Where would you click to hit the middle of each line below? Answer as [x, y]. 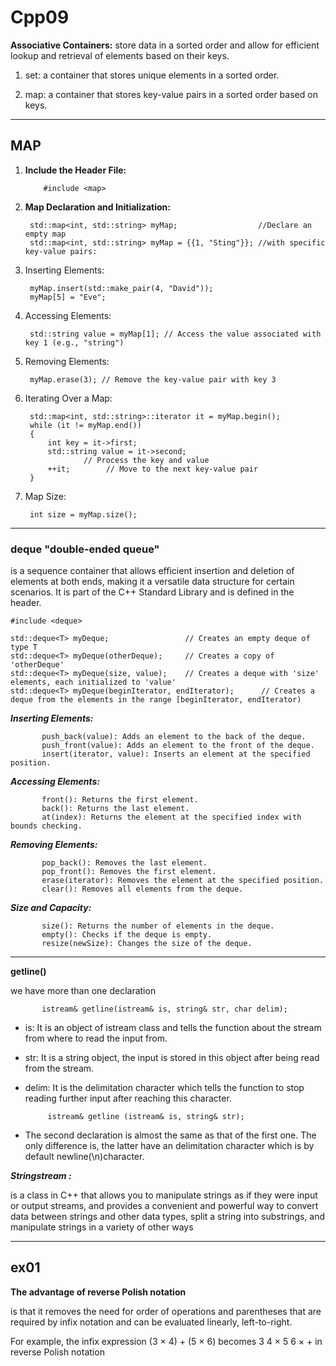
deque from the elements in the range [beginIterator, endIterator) [156, 700]
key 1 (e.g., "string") [74, 342]
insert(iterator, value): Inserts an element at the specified [176, 754]
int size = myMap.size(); [83, 514]
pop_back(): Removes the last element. [124, 863]
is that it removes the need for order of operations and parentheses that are [166, 1311]
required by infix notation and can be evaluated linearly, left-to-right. [151, 1322]
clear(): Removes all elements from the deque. [142, 889]
